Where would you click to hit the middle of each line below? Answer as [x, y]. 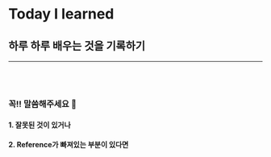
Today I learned [61, 14]
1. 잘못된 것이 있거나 [40, 125]
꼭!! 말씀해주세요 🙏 [42, 104]
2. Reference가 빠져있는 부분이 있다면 [69, 145]
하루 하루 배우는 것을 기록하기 [77, 45]
